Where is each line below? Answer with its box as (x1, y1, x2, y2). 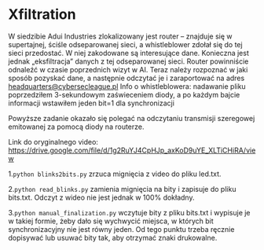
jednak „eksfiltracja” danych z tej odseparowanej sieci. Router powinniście (8, 57, 249, 66)
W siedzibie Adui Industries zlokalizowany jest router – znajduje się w (8, 31, 233, 41)
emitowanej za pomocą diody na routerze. (8, 122, 145, 131)
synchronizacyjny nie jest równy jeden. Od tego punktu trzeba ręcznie (8, 224, 235, 233)
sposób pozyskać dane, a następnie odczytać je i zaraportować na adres (8, 73, 245, 83)
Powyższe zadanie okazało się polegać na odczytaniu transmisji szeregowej (8, 113, 255, 123)
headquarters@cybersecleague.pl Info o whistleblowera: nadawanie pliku (8, 81, 246, 91)
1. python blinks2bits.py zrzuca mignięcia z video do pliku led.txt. (8, 169, 222, 178)
